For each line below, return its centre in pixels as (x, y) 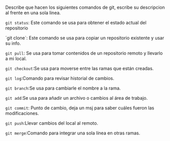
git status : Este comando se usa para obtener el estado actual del (76, 23)
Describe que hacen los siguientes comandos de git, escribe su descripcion (85, 7)
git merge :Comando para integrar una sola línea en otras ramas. (73, 133)
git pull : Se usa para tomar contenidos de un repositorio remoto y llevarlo (84, 53)
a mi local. (16, 59)
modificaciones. (22, 113)
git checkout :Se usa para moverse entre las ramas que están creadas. (80, 68)
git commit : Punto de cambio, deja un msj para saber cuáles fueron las (80, 108)
